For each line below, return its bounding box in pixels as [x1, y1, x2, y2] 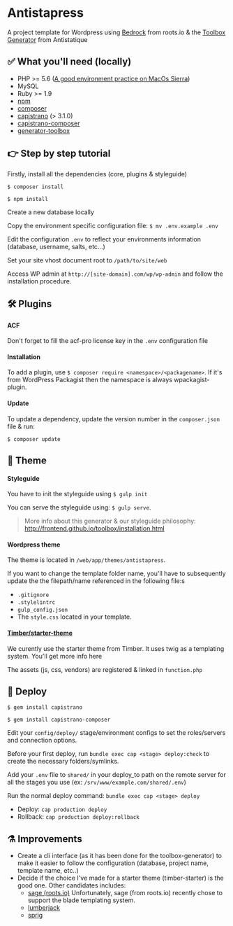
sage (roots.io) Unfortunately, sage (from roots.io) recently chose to [27, 889, 223, 897]
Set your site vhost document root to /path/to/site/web [7, 255, 167, 264]
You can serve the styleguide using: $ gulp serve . [7, 503, 151, 512]
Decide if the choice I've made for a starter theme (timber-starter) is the [17, 874, 225, 883]
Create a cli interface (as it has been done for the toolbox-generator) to [17, 852, 222, 860]
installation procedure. [7, 276, 72, 285]
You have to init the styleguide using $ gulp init [7, 490, 148, 498]
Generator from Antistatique [7, 35, 88, 43]
